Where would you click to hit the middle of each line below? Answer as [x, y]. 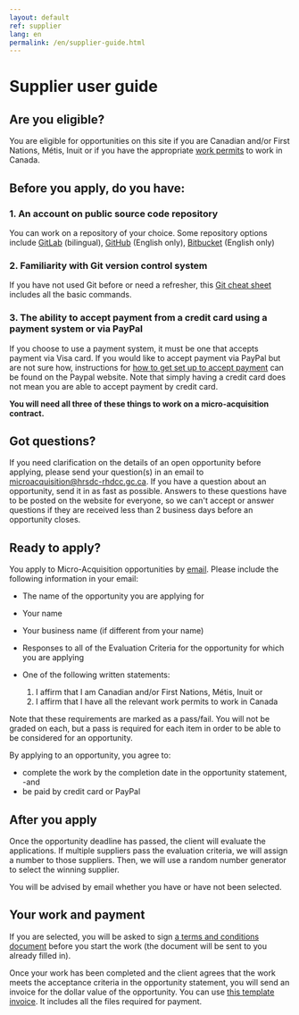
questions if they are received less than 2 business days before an [131, 510]
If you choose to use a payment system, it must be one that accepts [134, 348]
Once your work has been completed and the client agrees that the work [143, 973]
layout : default [39, 17]
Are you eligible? [57, 119]
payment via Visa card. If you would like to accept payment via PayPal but [145, 357]
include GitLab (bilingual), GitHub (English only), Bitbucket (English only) [142, 242]
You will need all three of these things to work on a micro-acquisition [139, 404]
